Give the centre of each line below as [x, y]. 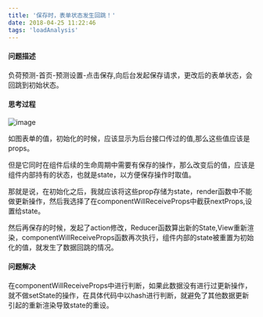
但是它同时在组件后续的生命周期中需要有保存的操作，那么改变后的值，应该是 [131, 165]
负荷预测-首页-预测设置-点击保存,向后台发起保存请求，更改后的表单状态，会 [130, 75]
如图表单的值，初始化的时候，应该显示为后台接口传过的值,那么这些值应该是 [129, 138]
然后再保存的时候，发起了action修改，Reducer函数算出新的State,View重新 [128, 228]
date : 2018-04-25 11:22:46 [52, 23]
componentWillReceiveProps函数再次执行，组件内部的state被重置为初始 [138, 237]
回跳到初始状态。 [36, 85]
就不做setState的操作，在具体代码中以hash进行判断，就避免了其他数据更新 [129, 295]
